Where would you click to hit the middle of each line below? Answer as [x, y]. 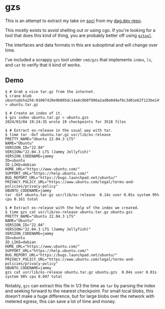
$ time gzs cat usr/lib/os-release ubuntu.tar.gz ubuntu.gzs [69, 212]
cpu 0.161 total [22, 199]
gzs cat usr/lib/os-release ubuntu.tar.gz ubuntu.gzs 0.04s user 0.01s [81, 272]
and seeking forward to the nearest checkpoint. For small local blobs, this [79, 291]
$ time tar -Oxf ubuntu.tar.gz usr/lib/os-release [58, 135]
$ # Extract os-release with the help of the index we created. [72, 208]
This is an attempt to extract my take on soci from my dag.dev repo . [74, 21]
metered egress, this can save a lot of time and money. [61, 301]
